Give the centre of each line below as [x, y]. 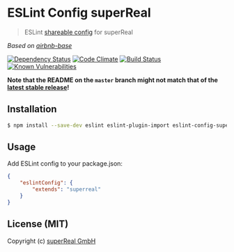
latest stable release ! [38, 87]
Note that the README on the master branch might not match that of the [112, 80]
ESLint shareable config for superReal [79, 32]
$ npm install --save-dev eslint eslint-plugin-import [88, 125]
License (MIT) [38, 224]
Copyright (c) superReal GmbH [52, 241]
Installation [32, 109]
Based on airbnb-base [40, 45]
